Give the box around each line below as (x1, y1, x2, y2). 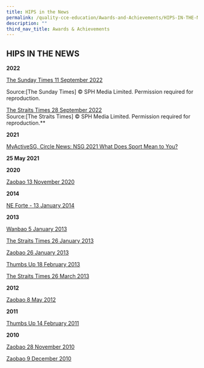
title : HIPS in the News (6, 9, 69, 15)
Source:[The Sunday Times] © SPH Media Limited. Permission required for (6, 88, 194, 95)
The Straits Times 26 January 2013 (6, 237, 94, 245)
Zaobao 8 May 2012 (6, 296, 56, 304)
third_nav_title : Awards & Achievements (6, 26, 110, 32)
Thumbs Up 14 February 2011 (6, 320, 80, 327)
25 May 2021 (6, 154, 39, 162)
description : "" (6, 20, 47, 26)
